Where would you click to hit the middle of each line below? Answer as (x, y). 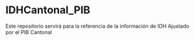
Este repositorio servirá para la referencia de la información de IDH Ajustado (97, 26)
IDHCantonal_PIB (48, 10)
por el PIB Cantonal (29, 32)
